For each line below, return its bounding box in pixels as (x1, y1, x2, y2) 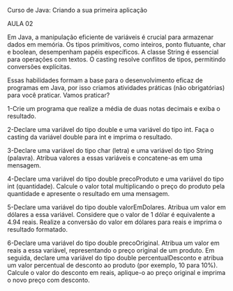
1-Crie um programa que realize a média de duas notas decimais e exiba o (7, 105, 221, 112)
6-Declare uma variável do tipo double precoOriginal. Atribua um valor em (7, 239, 220, 247)
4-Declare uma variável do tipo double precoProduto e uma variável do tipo (7, 174, 225, 183)
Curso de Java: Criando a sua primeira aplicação (7, 6, 148, 14)
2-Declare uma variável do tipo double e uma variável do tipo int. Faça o (7, 126, 215, 133)
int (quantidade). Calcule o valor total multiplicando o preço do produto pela (7, 182, 225, 191)
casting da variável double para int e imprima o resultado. (7, 133, 173, 141)
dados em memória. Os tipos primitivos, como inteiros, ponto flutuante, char (7, 40, 226, 48)
